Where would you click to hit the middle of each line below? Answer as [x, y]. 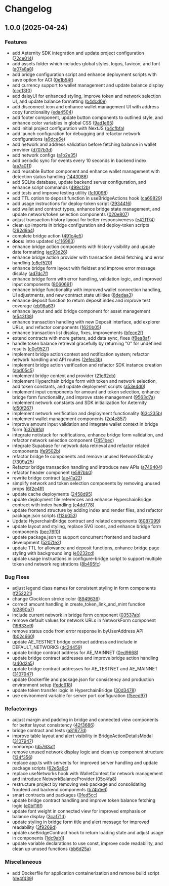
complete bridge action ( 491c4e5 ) [48, 235]
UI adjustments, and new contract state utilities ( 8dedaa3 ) [73, 295]
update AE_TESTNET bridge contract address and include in [75, 642]
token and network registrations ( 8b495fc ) [56, 564]
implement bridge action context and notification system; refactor [80, 354]
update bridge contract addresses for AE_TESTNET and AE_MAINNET [85, 669]
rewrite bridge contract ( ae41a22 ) [47, 478]
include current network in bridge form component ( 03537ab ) [76, 615]
